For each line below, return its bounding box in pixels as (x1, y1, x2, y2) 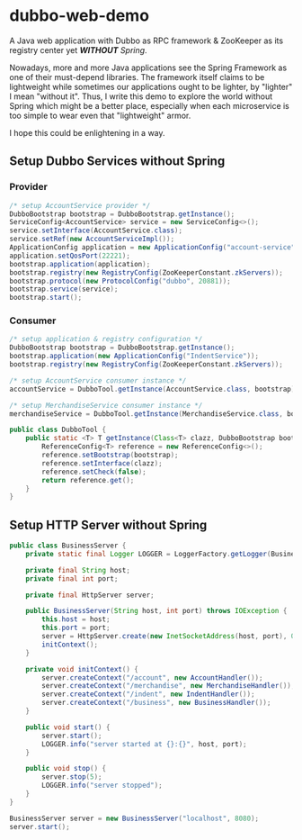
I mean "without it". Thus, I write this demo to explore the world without (9, 91, 273, 102)
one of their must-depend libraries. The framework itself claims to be (9, 71, 265, 82)
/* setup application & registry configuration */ (9, 335, 203, 344)
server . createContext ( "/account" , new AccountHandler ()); (41, 673, 263, 682)
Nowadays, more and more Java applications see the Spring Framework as (9, 62, 288, 73)
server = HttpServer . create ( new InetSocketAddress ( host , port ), (41, 632, 288, 641)
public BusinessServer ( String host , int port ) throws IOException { (25, 607, 288, 616)
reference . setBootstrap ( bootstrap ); (41, 451, 179, 460)
